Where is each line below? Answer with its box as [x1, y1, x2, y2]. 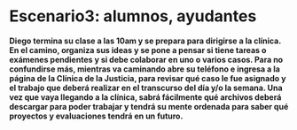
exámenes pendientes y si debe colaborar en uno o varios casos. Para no [9, 54, 284, 65]
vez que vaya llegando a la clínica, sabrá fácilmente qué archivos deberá [9, 91, 282, 103]
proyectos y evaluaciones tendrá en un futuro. [9, 111, 184, 121]
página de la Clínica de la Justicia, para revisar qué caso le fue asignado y [9, 73, 286, 83]
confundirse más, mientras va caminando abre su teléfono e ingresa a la [9, 64, 281, 74]
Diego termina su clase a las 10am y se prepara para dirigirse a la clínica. [9, 35, 282, 46]
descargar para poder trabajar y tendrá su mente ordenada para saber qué [9, 101, 289, 111]
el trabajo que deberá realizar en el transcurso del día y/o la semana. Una [9, 82, 283, 93]
